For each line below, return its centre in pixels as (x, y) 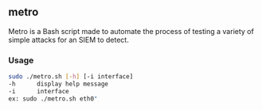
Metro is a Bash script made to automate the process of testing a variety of (131, 31)
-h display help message (59, 84)
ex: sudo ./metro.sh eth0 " (53, 99)
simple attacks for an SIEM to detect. (68, 40)
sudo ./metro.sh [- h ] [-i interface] (71, 77)
